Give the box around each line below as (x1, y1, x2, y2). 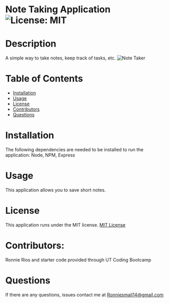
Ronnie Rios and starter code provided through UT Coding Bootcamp (5, 256, 152, 262)
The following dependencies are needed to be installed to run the (5, 147, 144, 152)
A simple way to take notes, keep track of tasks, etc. (5, 55, 116, 61)
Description (5, 38, 57, 50)
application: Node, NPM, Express (5, 152, 76, 158)
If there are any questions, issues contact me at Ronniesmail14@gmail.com (5, 291, 164, 298)
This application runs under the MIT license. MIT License (5, 221, 126, 228)
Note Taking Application (5, 4, 111, 15)
